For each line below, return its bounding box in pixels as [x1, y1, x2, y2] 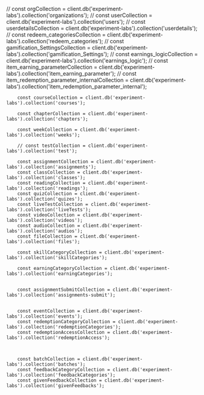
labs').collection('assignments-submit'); [6, 292, 116, 298]
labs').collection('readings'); [6, 185, 88, 191]
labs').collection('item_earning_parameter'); [6, 70, 116, 77]
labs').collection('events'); [6, 313, 83, 319]
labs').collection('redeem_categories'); [6, 38, 104, 44]
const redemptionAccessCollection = [17, 329, 111, 335]
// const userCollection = [90, 12, 153, 19]
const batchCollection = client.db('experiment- [17, 356, 143, 362]
